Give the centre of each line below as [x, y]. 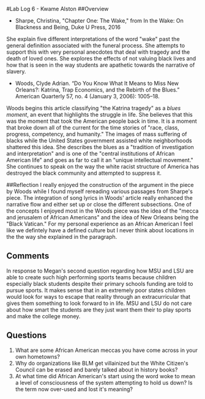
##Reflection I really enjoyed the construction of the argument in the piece [100, 185]
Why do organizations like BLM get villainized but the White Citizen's [102, 363]
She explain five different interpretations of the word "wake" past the [93, 39]
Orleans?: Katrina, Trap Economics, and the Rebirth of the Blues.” [97, 90]
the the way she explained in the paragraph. [62, 237]
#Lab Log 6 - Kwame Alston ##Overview [58, 9]
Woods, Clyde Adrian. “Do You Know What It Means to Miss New [97, 83]
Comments [28, 256]
